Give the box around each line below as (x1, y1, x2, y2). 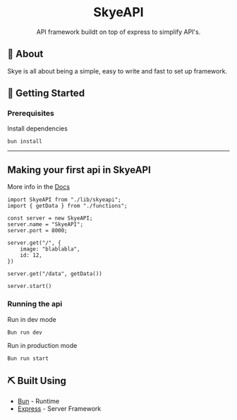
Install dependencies (7, 124, 68, 133)
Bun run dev (7, 329, 42, 336)
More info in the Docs (7, 183, 71, 191)
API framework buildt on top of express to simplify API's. (36, 28, 201, 36)
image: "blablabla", (20, 246, 80, 253)
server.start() (7, 283, 52, 290)
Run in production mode (7, 341, 78, 349)
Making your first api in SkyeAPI (7, 164, 152, 176)
